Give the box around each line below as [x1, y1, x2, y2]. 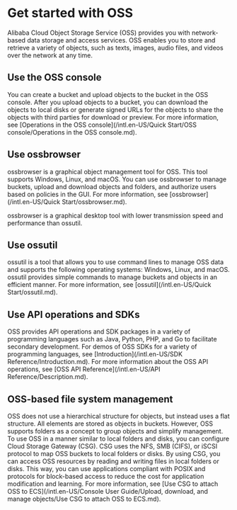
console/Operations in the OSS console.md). [7, 127, 137, 136]
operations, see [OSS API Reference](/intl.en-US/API [7, 365, 161, 373]
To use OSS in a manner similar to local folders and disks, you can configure [7, 434, 230, 443]
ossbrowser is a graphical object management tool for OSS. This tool [7, 167, 208, 176]
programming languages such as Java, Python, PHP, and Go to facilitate [7, 335, 217, 344]
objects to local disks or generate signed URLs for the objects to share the [7, 105, 224, 114]
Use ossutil [7, 239, 58, 251]
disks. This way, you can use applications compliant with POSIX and [7, 465, 206, 472]
